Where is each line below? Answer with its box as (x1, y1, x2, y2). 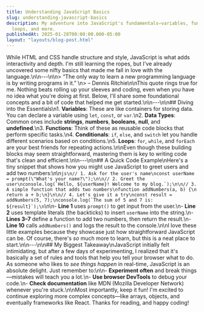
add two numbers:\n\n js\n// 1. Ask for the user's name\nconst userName (6, 170, 195, 176)
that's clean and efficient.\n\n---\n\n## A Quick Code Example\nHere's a (6, 157, 188, 164)
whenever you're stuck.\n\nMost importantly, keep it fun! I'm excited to (6, 286, 184, 293)
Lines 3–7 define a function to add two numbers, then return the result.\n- (6, 216, 191, 222)
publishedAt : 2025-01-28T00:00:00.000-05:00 (6, 32, 121, 38)
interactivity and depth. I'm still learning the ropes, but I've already (6, 60, 172, 67)
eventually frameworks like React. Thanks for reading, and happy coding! (6, 299, 189, 306)
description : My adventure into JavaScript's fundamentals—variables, (6, 20, 189, 26)
